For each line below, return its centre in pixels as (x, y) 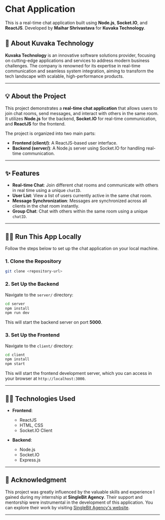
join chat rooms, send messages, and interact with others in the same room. (82, 113)
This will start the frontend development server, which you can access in (79, 373)
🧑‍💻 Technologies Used (40, 399)
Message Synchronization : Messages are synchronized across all (80, 201)
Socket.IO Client (36, 430)
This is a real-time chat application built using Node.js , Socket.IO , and (76, 23)
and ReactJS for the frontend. (35, 123)
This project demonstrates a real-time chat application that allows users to (81, 108)
